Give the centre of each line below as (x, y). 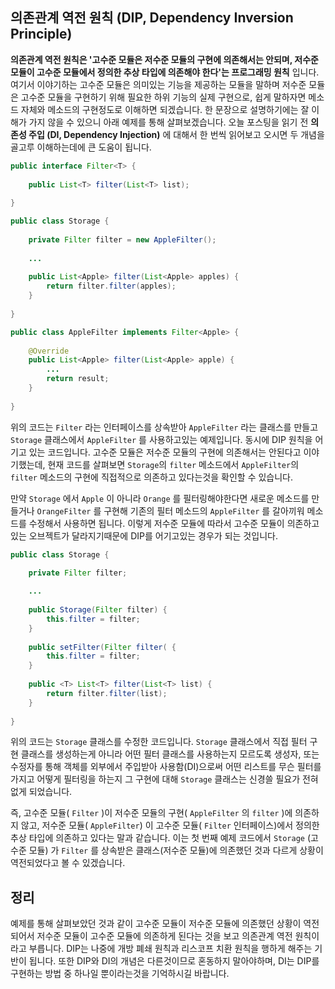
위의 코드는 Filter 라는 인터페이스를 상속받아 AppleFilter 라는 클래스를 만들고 (164, 427)
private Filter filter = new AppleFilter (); (122, 239)
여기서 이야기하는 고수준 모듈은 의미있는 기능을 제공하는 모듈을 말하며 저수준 (158, 84)
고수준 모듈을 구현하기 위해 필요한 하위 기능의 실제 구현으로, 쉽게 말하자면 (163, 97)
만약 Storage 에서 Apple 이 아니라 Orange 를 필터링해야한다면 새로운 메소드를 (160, 498)
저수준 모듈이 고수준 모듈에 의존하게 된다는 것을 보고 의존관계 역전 (164, 936)
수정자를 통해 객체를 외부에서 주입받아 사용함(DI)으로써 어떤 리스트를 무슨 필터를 (166, 767)
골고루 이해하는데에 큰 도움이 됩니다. (81, 147)
